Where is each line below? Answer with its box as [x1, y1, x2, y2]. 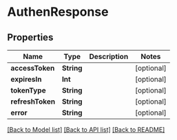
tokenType [10, 86, 46, 95]
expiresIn [10, 75, 42, 84]
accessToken [10, 63, 55, 73]
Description [89, 52, 129, 61]
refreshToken [10, 97, 56, 106]
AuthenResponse [7, 4, 109, 20]
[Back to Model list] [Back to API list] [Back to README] [7, 126, 165, 134]
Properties [7, 32, 54, 43]
